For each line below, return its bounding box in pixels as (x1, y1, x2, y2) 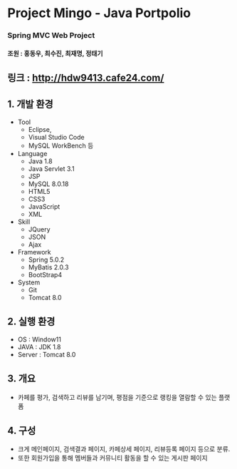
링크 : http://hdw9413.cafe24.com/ (7, 72, 164, 84)
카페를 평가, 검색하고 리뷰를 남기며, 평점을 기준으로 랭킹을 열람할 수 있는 (17, 393, 217, 401)
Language (17, 149, 48, 158)
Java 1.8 (28, 157, 53, 165)
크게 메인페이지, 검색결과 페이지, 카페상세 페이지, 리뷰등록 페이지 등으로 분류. (17, 445, 231, 453)
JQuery (28, 225, 51, 233)
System (17, 278, 41, 287)
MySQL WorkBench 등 (28, 141, 94, 150)
